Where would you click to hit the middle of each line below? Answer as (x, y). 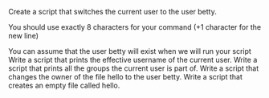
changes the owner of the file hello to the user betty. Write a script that (125, 77)
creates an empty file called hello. (64, 85)
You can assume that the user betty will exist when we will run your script (130, 51)
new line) (23, 36)
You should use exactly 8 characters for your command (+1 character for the (135, 27)
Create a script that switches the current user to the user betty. (112, 12)
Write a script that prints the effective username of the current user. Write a (133, 60)
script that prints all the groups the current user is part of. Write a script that (134, 68)
